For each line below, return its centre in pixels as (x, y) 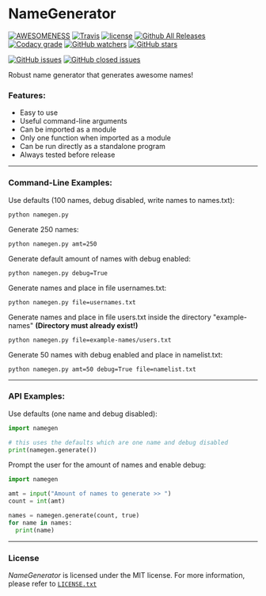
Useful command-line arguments (74, 121)
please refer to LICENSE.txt (53, 584)
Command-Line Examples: (61, 183)
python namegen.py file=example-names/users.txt (90, 340)
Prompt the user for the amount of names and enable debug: (107, 465)
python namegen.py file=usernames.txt (72, 302)
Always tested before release (67, 155)
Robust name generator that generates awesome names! (101, 74)
